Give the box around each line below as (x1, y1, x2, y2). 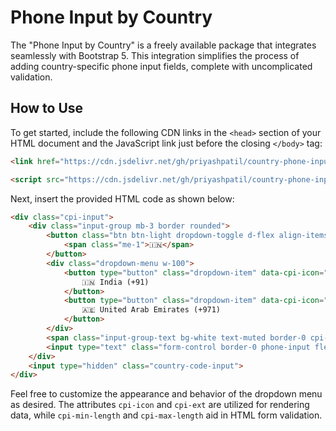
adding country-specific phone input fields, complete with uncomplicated (10, 60, 313, 72)
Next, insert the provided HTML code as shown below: (10, 192, 235, 205)
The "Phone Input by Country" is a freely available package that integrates (10, 39, 317, 51)
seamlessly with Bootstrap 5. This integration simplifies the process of (10, 49, 300, 61)
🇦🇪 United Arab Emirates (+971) (81, 305, 222, 315)
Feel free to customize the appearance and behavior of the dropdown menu (10, 388, 323, 400)
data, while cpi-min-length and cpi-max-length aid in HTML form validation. (10, 409, 323, 421)
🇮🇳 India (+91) (81, 277, 150, 287)
